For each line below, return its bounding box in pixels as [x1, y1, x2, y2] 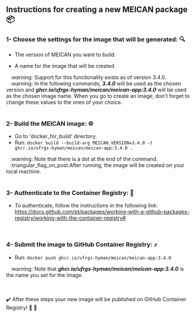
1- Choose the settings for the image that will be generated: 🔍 [6, 35, 185, 43]
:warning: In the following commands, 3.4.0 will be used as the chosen [10, 80, 181, 87]
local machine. [6, 168, 42, 175]
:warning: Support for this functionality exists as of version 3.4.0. [10, 73, 167, 81]
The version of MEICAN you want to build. [14, 51, 116, 58]
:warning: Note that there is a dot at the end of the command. [10, 155, 158, 162]
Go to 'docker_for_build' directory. [14, 132, 97, 139]
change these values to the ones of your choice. [6, 98, 123, 105]
